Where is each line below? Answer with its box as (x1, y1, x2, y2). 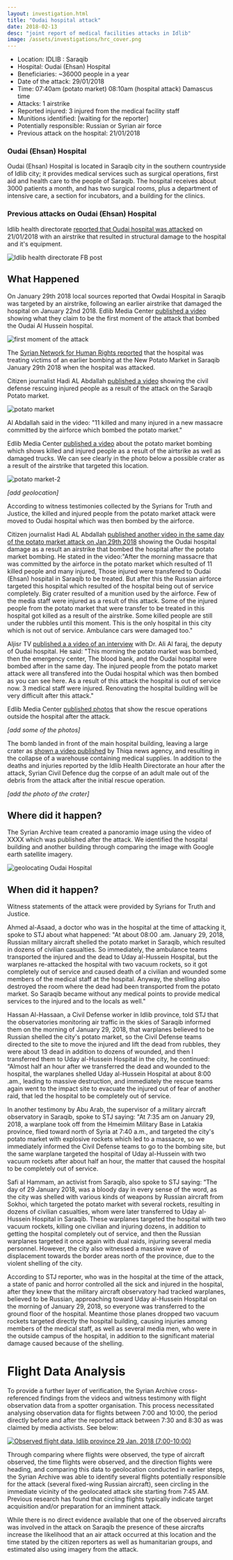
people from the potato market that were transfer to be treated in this (7, 604, 205, 612)
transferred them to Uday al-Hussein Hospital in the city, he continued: (7, 1055, 210, 1063)
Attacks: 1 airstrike (17, 99, 70, 108)
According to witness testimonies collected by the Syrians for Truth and (7, 501, 213, 510)
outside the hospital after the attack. (7, 712, 111, 721)
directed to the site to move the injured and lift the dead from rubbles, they (7, 1040, 221, 1049)
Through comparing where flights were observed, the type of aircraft (7, 1451, 205, 1459)
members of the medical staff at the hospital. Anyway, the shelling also (7, 975, 210, 983)
